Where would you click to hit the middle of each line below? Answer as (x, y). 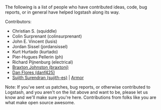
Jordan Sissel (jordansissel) (40, 46)
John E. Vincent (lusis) (35, 41)
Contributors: (18, 22)
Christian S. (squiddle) (34, 31)
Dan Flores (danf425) (33, 72)
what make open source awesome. (40, 102)
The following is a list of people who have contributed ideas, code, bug (76, 7)
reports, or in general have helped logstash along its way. (63, 12)
